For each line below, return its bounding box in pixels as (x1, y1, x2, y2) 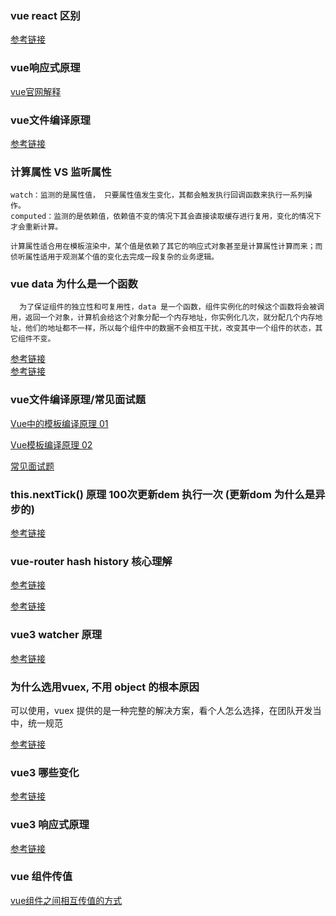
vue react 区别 (10, 8, 81, 22)
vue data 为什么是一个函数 (10, 277, 138, 291)
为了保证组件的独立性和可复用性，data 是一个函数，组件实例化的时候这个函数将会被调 (19, 302, 325, 312)
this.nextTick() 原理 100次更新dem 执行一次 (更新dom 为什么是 (10, 487, 316, 501)
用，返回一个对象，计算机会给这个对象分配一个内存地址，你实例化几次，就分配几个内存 (10, 313, 316, 323)
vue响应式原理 (10, 61, 81, 75)
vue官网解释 (10, 85, 62, 97)
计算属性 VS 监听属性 (10, 165, 112, 179)
